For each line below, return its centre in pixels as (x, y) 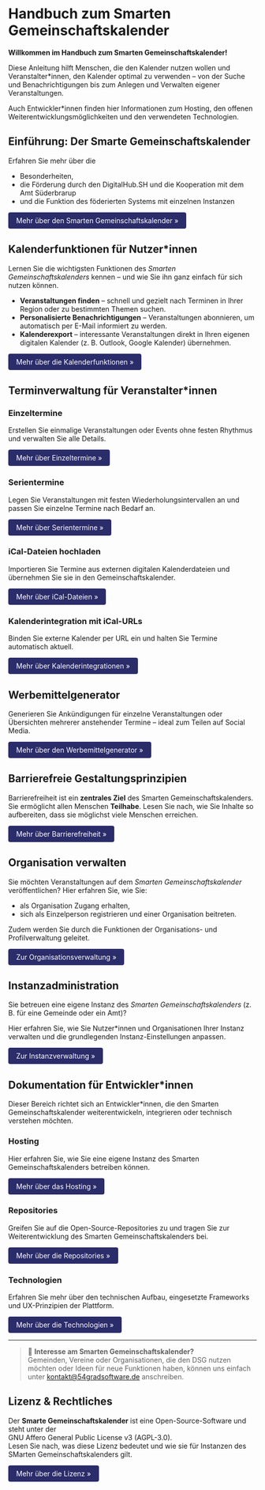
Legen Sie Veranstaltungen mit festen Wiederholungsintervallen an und (124, 500)
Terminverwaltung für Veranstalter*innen (113, 390)
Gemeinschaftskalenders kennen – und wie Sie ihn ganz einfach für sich (125, 277)
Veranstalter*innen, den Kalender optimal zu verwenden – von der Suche (127, 76)
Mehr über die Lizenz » (54, 1473)
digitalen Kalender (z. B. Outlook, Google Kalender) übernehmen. (125, 342)
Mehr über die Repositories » (63, 1255)
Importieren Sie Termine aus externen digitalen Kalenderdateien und (119, 569)
